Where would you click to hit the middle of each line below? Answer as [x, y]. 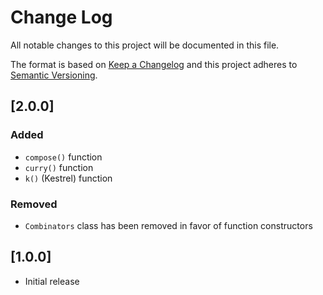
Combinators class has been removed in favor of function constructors [168, 225]
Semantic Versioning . [54, 75]
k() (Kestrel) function [68, 178]
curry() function [59, 167]
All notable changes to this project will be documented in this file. [145, 45]
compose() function [63, 157]
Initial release [52, 281]
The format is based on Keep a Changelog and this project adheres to [154, 64]
